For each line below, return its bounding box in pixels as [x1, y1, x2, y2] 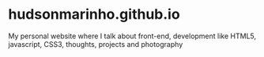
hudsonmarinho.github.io [8, 5, 180, 23]
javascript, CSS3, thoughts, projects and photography [8, 39, 183, 48]
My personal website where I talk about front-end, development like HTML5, [8, 31, 257, 41]
